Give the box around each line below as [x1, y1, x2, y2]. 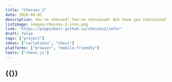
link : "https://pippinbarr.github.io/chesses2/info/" [5, 26, 123, 32]
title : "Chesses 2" [5, 7, 47, 13]
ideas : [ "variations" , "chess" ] [5, 41, 74, 46]
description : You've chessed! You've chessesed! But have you [5, 17, 141, 22]
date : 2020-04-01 [5, 12, 42, 17]
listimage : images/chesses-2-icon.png [5, 21, 88, 27]
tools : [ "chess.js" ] [5, 50, 50, 55]
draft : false [5, 31, 33, 36]
